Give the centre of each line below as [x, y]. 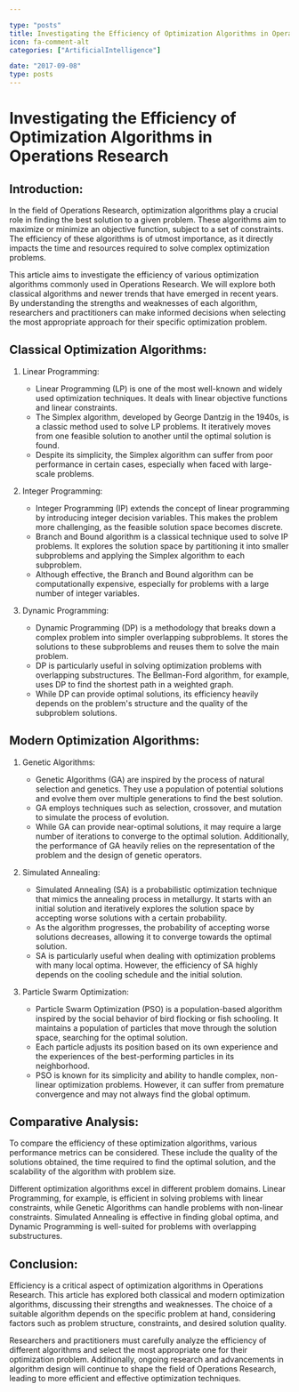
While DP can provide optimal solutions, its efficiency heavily [147, 694]
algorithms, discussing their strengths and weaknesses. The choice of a [141, 1305]
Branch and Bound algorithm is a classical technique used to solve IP [162, 536]
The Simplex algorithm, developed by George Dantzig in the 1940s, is [162, 417]
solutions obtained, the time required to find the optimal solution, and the [142, 1163]
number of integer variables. [87, 593]
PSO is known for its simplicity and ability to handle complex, [147, 1075]
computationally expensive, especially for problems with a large [152, 583]
